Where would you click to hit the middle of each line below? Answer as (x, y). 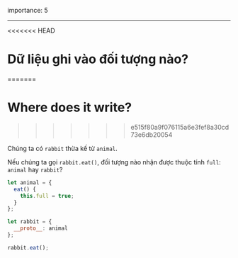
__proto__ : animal (41, 229)
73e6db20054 (152, 135)
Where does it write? (70, 107)
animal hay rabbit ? (35, 169)
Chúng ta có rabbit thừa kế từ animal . (63, 148)
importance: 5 (28, 10)
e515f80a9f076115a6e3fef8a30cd (180, 127)
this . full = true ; (47, 196)
